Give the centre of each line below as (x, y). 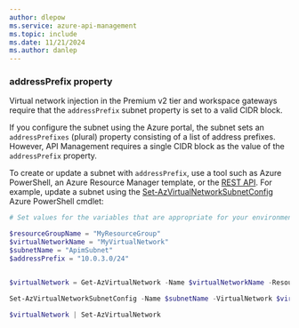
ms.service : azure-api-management (73, 26)
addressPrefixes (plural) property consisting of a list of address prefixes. (142, 137)
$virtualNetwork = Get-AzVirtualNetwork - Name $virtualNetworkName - (141, 282)
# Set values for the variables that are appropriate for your (129, 218)
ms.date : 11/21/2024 (48, 42)
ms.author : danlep (43, 51)
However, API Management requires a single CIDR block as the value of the (147, 147)
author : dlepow (37, 17)
